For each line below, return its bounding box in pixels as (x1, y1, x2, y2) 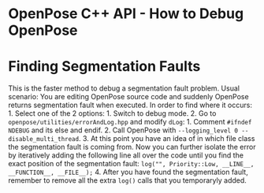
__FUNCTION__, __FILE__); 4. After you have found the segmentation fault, (8, 167, 248, 177)
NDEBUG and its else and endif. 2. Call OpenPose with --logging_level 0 (8, 125, 239, 135)
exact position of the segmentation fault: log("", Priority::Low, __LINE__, (8, 159, 255, 169)
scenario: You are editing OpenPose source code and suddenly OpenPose (8, 92, 250, 102)
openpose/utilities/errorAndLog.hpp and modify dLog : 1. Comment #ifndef (8, 117, 252, 127)
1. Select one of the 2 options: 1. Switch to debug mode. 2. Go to (8, 109, 217, 118)
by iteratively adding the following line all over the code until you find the (8, 150, 244, 160)
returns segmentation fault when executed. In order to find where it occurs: (8, 100, 252, 110)
